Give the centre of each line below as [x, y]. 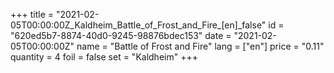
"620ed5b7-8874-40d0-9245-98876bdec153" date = [121, 35]
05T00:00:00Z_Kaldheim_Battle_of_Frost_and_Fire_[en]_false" [138, 25]
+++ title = [32, 14]
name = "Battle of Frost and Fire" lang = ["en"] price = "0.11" [200, 46]
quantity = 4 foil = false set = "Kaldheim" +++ [104, 57]
